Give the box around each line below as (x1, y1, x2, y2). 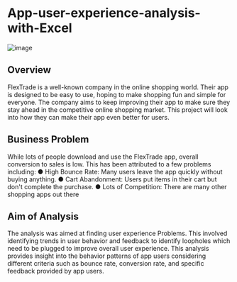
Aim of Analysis (7, 210, 79, 222)
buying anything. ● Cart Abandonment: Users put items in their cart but (7, 175, 217, 184)
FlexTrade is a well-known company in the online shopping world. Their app (7, 83, 229, 91)
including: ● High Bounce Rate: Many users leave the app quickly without (7, 167, 223, 176)
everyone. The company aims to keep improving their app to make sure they (7, 98, 231, 106)
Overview (7, 64, 52, 76)
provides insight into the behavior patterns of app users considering (7, 252, 206, 260)
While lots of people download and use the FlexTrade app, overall (7, 152, 199, 161)
